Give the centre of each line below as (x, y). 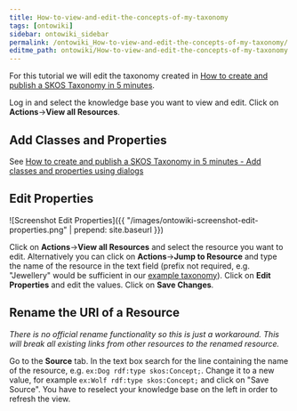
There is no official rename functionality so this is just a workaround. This (144, 334)
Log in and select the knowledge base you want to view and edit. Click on (144, 102)
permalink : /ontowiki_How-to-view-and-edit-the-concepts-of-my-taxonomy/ (149, 42)
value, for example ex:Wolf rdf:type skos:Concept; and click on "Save (139, 380)
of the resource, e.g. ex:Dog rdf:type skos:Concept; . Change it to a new (142, 370)
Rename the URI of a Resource (95, 313)
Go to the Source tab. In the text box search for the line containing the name (149, 360)
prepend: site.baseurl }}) (119, 230)
